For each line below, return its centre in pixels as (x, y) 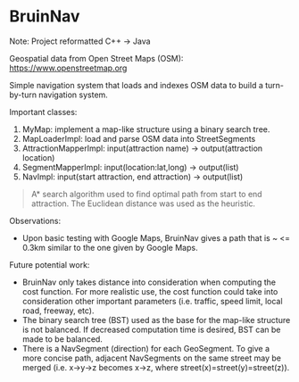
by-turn (23, 95)
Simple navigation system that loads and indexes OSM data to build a (136, 85)
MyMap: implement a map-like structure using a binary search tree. (146, 129)
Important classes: (43, 112)
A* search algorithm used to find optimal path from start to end (146, 194)
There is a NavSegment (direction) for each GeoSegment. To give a (146, 348)
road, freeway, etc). (58, 311)
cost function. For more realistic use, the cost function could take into (150, 291)
